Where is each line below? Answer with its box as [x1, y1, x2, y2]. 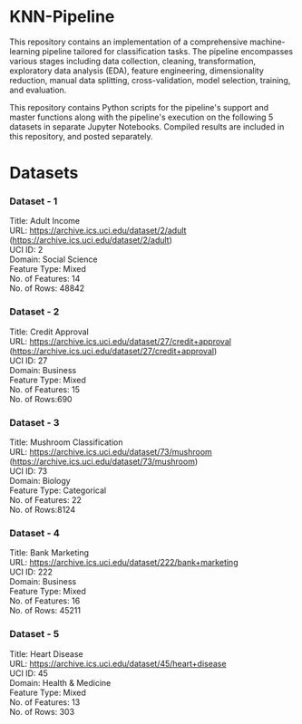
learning [9, 45, 41, 56]
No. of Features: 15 [9, 383, 80, 395]
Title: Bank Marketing [9, 547, 89, 558]
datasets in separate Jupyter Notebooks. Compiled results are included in [9, 121, 285, 132]
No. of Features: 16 [9, 595, 81, 606]
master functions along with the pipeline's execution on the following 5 [9, 111, 274, 122]
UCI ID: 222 [9, 566, 53, 577]
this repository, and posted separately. [9, 130, 153, 141]
